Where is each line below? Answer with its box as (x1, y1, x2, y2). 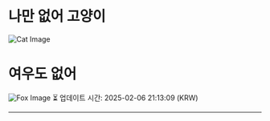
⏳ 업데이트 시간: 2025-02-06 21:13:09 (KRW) (51, 93, 198, 103)
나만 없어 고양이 (8, 7, 106, 26)
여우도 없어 (8, 65, 77, 83)
